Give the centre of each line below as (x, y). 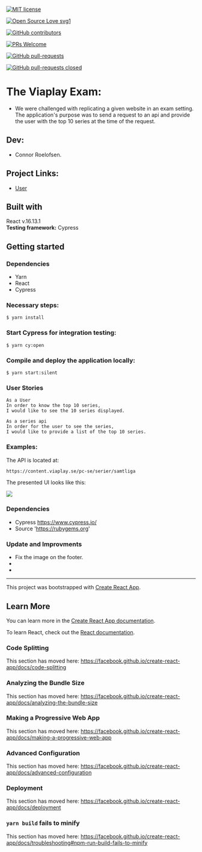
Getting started (35, 247)
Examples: (22, 447)
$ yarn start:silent (32, 373)
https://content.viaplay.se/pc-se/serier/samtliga (71, 471)
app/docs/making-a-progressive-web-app (59, 737)
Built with (24, 207)
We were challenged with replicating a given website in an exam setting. (104, 108)
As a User (19, 400)
